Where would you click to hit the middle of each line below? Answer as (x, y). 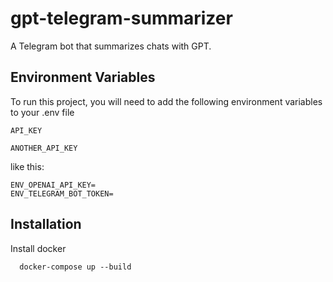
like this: (27, 166)
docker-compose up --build (75, 267)
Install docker (38, 248)
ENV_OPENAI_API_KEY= (53, 185)
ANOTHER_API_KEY (44, 148)
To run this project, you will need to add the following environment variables (166, 101)
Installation (46, 224)
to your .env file (42, 112)
